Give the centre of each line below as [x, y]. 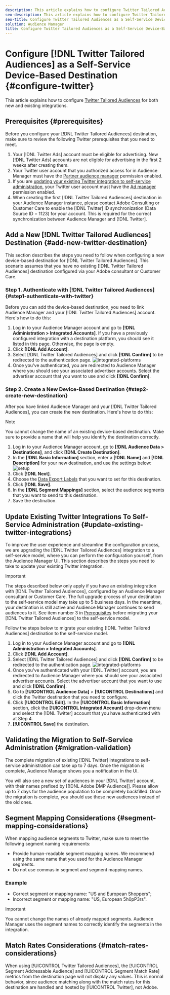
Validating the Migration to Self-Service [69, 740]
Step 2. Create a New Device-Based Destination [65, 389]
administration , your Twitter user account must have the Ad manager [84, 187]
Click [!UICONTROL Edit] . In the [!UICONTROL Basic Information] [81, 703]
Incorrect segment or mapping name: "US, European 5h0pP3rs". [79, 899]
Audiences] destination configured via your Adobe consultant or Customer [83, 271]
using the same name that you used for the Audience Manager [78, 859]
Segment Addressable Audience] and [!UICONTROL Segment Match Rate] [82, 971]
